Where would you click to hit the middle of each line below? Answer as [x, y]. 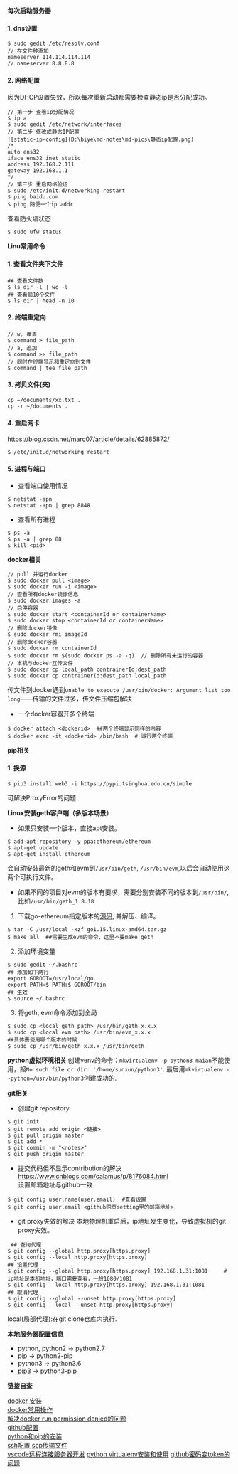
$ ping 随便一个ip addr [40, 205]
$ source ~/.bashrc [36, 998]
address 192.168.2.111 [41, 165]
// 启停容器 [23, 608]
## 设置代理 [23, 1265]
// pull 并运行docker [38, 575]
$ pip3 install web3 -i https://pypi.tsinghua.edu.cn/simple [100, 784]
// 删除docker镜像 [32, 628]
